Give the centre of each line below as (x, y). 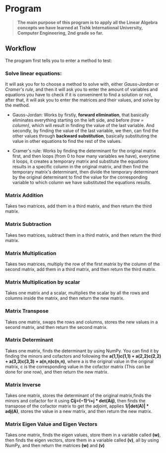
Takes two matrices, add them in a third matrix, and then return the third (79, 206)
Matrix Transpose (27, 311)
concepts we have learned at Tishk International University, (80, 27)
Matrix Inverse (23, 385)
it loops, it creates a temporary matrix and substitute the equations (80, 161)
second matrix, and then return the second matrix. (56, 327)
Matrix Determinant (29, 340)
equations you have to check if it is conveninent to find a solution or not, (79, 95)
